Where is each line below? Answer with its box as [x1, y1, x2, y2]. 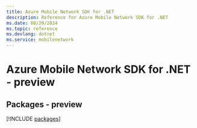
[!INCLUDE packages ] [6, 115, 61, 122]
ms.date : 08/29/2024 [6, 20, 58, 26]
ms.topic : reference [6, 25, 58, 32]
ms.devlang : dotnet [6, 31, 55, 37]
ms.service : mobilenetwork [6, 37, 74, 43]
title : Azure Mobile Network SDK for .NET [6, 8, 114, 15]
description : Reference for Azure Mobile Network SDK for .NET [6, 14, 169, 20]
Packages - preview [6, 99, 83, 109]
